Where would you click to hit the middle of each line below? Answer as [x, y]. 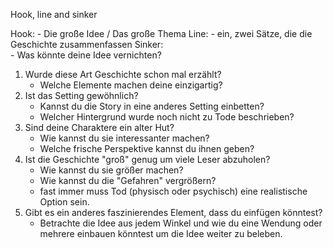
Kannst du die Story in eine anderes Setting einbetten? [152, 106]
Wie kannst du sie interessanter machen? [124, 138]
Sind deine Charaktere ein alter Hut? [99, 127]
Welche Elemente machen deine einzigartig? [131, 85]
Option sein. [64, 202]
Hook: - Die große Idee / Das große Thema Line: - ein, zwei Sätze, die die [161, 33]
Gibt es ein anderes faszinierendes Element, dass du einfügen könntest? [173, 212]
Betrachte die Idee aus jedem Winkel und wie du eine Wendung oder [181, 223]
